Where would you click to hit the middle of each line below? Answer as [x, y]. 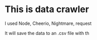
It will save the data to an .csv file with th [47, 33]
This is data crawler [47, 9]
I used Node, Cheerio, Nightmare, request [48, 23]
